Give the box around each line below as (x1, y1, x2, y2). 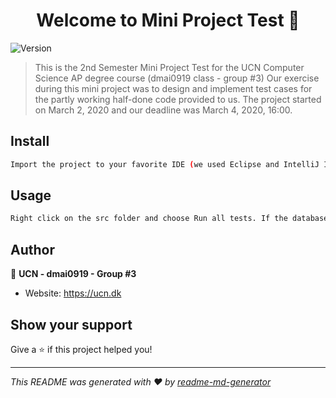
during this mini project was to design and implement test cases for (34, 82, 313, 94)
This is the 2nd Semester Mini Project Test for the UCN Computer (34, 61, 305, 73)
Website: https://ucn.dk (24, 287, 122, 299)
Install (10, 133, 50, 150)
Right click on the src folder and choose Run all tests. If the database (10, 214, 329, 224)
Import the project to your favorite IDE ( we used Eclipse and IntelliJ (10, 159, 320, 169)
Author (10, 241, 55, 258)
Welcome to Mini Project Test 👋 (36, 9, 300, 32)
